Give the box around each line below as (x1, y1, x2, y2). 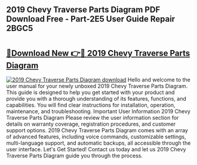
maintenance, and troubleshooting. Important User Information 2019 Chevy (6, 108, 191, 115)
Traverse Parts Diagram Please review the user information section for (6, 114, 179, 121)
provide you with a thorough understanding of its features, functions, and (6, 95, 187, 102)
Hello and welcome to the (127, 76, 191, 83)
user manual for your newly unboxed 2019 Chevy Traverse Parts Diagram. (6, 83, 188, 89)
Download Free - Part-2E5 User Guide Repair (6, 14, 176, 24)
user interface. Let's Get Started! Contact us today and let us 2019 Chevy (6, 146, 186, 152)
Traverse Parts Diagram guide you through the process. (6, 152, 143, 159)
